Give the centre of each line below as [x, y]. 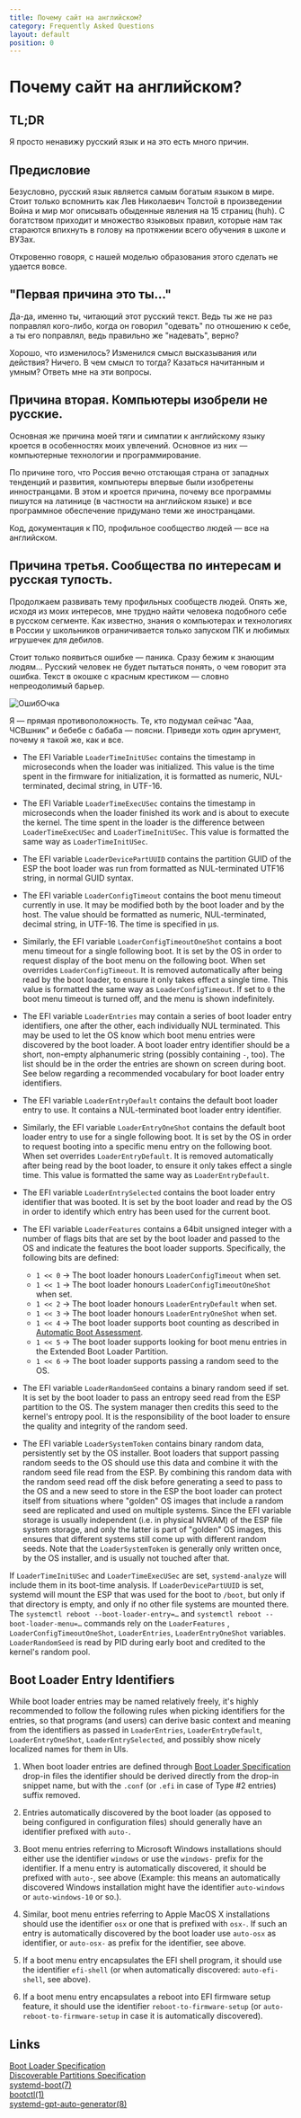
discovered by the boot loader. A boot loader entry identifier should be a [156, 1044]
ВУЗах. [22, 240]
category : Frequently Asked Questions [82, 26]
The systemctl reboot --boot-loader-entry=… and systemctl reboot [136, 1613]
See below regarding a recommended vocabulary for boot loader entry [153, 1073]
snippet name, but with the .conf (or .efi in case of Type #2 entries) [149, 1786]
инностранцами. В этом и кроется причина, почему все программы [140, 492]
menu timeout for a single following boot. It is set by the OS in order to [152, 951]
